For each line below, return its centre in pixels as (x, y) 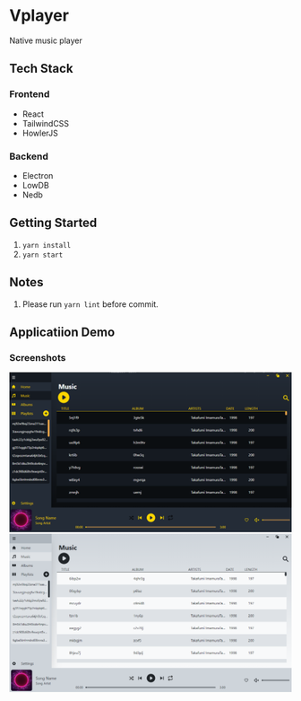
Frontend (30, 94)
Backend (29, 156)
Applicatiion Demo (62, 332)
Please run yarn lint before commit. (90, 304)
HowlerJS (40, 133)
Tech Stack (41, 69)
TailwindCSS (46, 123)
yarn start (43, 255)
